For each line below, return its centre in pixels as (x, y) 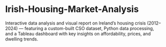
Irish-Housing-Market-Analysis (72, 9)
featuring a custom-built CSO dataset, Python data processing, (89, 28)
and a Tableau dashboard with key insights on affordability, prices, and (78, 33)
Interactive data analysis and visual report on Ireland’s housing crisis (75, 23)
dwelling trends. (22, 39)
